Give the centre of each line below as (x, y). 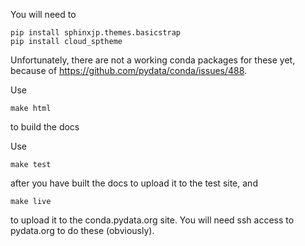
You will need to (43, 14)
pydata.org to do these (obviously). (82, 230)
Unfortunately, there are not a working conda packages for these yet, (153, 60)
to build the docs (45, 127)
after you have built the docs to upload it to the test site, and (134, 183)
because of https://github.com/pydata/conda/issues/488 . (129, 70)
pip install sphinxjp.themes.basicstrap (96, 33)
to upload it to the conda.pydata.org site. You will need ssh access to (152, 220)
